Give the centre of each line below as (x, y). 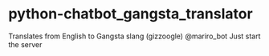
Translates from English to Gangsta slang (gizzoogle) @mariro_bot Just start (134, 36)
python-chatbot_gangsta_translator (130, 14)
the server (25, 44)
